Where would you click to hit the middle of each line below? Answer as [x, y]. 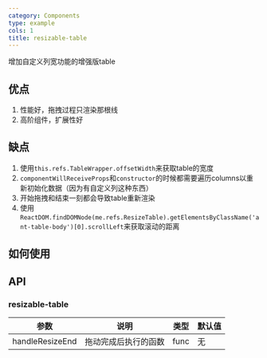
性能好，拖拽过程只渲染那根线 [69, 110]
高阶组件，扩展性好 [51, 120]
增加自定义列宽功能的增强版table [62, 61]
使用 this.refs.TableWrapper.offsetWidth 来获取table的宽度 [116, 167]
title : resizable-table [48, 38]
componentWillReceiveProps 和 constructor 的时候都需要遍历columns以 [133, 178]
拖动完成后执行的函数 [125, 341]
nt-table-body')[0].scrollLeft [72, 227]
